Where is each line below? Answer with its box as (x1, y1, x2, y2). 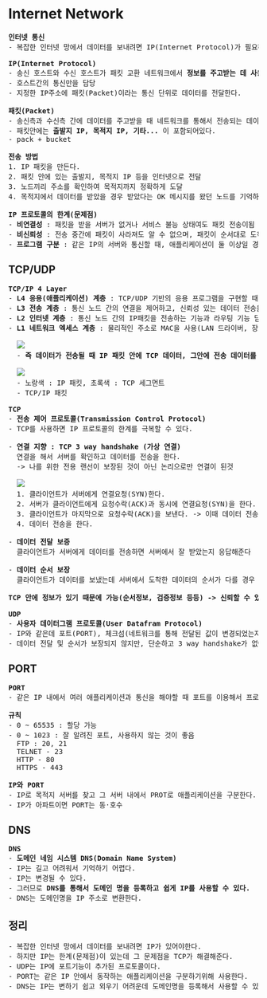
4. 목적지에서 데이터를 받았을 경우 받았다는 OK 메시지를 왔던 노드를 (8, 192, 236, 201)
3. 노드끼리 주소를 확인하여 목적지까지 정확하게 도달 (8, 182, 183, 191)
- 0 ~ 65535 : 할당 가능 (8, 721, 97, 729)
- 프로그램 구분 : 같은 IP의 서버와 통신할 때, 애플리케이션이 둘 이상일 (8, 240, 249, 249)
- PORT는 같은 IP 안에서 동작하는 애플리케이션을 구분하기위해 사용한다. (8, 972, 249, 981)
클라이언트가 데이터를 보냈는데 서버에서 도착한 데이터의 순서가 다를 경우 (16, 575, 256, 584)
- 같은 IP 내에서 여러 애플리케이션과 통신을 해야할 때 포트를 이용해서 (8, 693, 242, 701)
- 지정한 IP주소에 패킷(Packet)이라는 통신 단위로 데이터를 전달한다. (8, 88, 242, 97)
